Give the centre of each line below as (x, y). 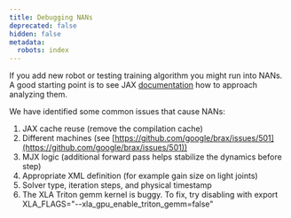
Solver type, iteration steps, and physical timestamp (117, 185)
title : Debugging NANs (51, 17)
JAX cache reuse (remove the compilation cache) (113, 128)
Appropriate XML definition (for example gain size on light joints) (140, 176)
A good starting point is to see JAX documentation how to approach (134, 85)
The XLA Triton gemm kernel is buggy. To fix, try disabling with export (150, 195)
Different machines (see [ (68, 138)
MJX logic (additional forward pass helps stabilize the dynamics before (152, 157)
